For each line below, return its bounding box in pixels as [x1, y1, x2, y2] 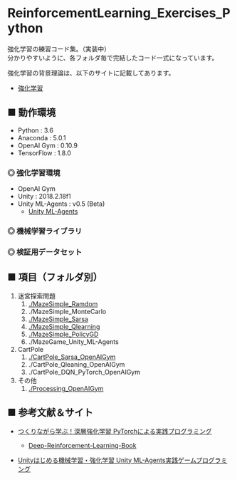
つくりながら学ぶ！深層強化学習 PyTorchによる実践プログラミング [17, 427, 212, 435]
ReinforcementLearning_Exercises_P [7, 5, 231, 21]
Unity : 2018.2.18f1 [17, 192, 71, 201]
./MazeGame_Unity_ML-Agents [28, 337, 119, 346]
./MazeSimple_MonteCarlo [28, 307, 107, 315]
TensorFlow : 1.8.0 [17, 148, 71, 157]
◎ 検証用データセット [7, 247, 83, 257]
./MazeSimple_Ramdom [28, 299, 98, 308]
